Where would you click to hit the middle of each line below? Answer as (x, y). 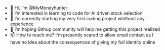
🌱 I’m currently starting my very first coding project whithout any (77, 18)
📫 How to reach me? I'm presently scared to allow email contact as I (81, 35)
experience (22, 24)
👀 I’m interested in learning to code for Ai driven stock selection (76, 13)
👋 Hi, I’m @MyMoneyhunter (39, 8)
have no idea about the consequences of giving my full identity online (83, 42)
